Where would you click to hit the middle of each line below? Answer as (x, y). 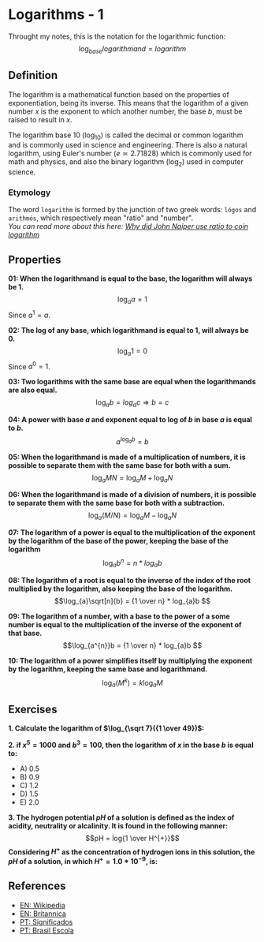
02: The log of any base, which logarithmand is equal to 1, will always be (128, 330)
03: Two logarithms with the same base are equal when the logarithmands (132, 382)
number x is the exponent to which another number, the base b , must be (125, 111)
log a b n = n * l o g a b (132, 563)
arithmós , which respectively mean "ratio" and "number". (101, 218)
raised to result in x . (40, 119)
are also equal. (33, 390)
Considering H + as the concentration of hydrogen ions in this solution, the (132, 851)
